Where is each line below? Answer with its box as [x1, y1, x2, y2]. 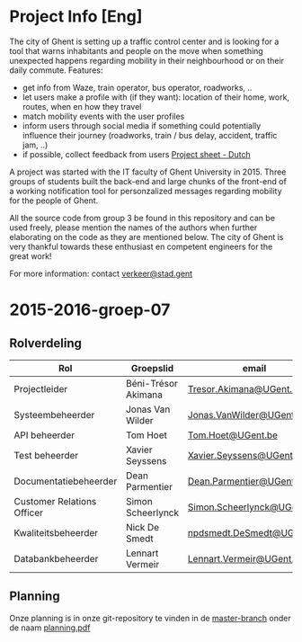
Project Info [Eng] [9, 6, 143, 27]
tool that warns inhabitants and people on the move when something [9, 45, 263, 56]
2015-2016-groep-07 [9, 299, 171, 320]
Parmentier [125, 480, 173, 493]
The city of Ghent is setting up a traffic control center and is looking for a [9, 36, 280, 47]
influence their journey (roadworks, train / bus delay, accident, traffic [22, 129, 278, 140]
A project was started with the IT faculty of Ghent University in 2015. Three [9, 166, 287, 177]
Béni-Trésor [125, 377, 178, 389]
